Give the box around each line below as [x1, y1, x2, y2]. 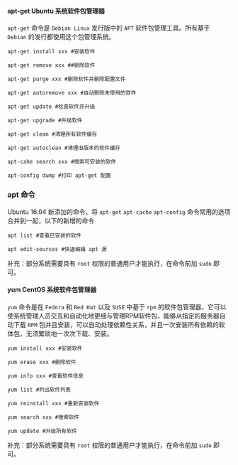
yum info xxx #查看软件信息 [7, 372, 84, 380]
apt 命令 [7, 190, 35, 200]
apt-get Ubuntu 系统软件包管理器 [7, 6, 105, 15]
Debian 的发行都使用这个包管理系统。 [7, 33, 115, 41]
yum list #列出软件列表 [7, 386, 71, 393]
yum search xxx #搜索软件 [7, 413, 80, 421]
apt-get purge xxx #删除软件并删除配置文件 [7, 75, 126, 83]
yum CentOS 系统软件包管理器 [7, 285, 97, 294]
